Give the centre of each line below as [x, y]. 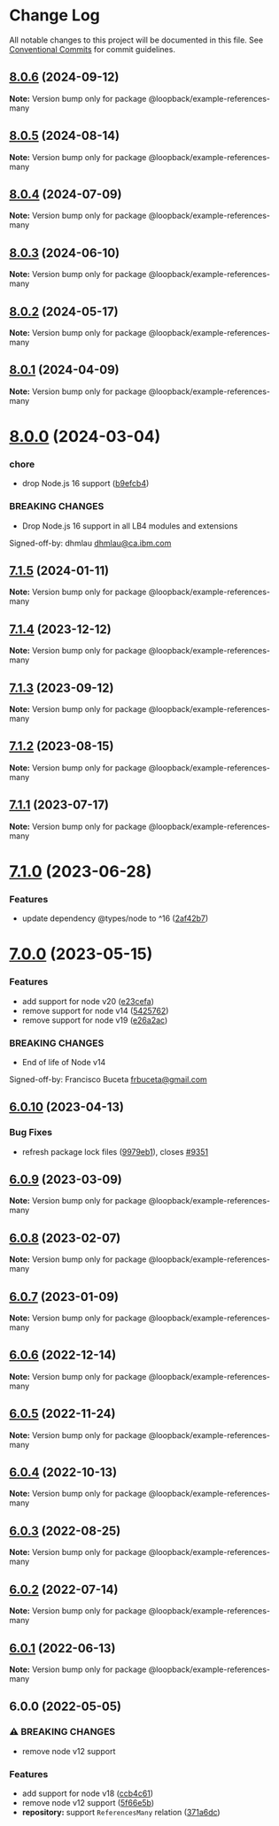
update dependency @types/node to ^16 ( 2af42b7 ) [115, 918]
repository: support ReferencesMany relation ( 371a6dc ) [121, 1812]
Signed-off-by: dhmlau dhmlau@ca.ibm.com [90, 543]
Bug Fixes [31, 1133]
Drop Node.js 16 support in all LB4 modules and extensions [130, 526]
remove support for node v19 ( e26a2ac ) [95, 1020]
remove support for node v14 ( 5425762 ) [95, 1010]
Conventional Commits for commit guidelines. [92, 49]
